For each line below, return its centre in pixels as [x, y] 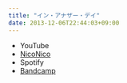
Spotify [32, 62]
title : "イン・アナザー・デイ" [54, 15]
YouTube [34, 45]
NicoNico [35, 54]
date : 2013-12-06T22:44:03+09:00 [64, 23]
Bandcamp [38, 70]
